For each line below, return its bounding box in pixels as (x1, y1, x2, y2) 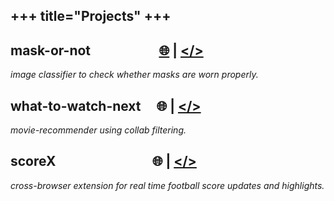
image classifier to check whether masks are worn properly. (10, 69, 259, 81)
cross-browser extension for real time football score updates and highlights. (10, 179, 325, 191)
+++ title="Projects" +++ (10, 8, 172, 25)
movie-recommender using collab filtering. (10, 124, 187, 136)
